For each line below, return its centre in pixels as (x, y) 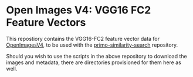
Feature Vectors (46, 22)
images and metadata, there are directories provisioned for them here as (94, 62)
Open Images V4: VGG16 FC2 (79, 10)
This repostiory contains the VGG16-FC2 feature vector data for (83, 38)
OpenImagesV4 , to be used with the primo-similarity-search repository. (92, 45)
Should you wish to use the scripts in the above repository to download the (97, 56)
